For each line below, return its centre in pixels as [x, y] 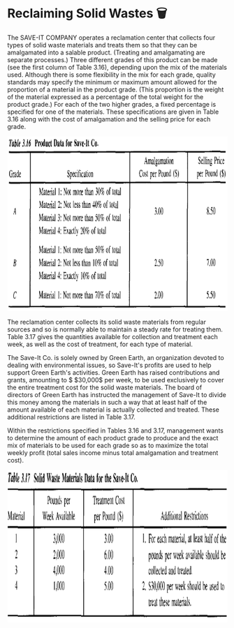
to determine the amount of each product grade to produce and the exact [113, 438]
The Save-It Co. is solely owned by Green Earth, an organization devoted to [116, 357]
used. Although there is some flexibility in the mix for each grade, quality [112, 75]
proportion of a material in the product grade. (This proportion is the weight [116, 89]
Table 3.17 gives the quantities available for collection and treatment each [113, 336]
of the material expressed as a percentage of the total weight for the [105, 97]
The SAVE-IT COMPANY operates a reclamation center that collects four [111, 37]
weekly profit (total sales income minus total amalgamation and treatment [113, 453]
